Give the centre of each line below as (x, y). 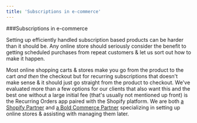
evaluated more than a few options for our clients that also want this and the (98, 88)
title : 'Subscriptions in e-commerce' (54, 11)
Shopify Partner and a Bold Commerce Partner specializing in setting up (93, 107)
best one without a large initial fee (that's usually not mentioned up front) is (97, 95)
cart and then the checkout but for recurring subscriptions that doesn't (92, 76)
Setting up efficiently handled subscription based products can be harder (95, 39)
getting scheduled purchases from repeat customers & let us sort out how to (98, 52)
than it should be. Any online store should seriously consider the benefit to (96, 46)
